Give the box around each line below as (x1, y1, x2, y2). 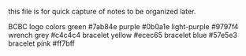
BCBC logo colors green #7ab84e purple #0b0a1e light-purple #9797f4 (8, 22, 239, 31)
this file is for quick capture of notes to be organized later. (8, 7, 196, 16)
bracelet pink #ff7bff (8, 39, 75, 48)
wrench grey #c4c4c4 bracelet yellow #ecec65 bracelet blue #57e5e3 (8, 31, 238, 39)
